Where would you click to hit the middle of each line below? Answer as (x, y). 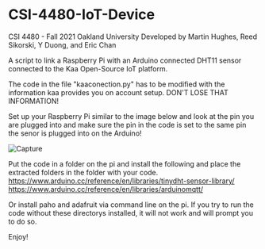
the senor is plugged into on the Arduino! (75, 133)
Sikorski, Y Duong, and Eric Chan (62, 44)
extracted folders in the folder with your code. (83, 172)
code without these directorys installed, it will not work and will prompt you (131, 213)
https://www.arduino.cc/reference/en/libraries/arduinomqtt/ (106, 189)
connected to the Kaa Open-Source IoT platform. (88, 68)
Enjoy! (19, 236)
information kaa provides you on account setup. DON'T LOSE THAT (118, 92)
